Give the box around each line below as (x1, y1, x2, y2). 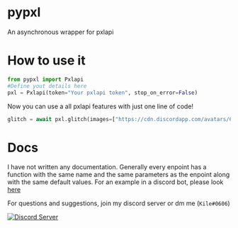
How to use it (7, 52, 86, 69)
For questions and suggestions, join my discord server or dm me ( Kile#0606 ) (7, 199, 230, 207)
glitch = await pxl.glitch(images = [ (7, 115, 115, 122)
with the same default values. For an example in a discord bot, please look (7, 178, 224, 186)
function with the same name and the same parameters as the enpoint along (7, 171, 230, 179)
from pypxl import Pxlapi (7, 76, 84, 83)
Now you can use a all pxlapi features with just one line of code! (7, 102, 193, 110)
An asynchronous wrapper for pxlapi (7, 28, 114, 36)
